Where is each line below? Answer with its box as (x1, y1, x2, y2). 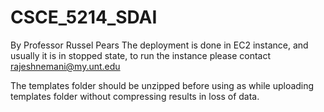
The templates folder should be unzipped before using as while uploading (10, 79, 315, 91)
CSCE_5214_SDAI (10, 6, 158, 29)
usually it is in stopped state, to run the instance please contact (10, 49, 271, 61)
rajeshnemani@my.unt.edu (10, 60, 121, 72)
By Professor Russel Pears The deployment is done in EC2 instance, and (10, 39, 309, 51)
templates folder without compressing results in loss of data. (10, 90, 260, 102)
